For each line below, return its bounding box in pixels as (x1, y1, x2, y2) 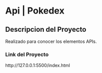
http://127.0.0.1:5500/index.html (5, 62, 70, 68)
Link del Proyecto (5, 51, 49, 58)
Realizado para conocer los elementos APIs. (5, 38, 97, 44)
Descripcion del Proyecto (5, 25, 87, 34)
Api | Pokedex (5, 5, 65, 17)
